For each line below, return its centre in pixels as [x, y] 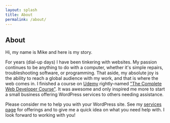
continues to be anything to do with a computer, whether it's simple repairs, [84, 68]
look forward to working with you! [40, 115]
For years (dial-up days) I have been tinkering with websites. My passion [81, 62]
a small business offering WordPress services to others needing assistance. [84, 95]
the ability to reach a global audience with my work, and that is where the [82, 78]
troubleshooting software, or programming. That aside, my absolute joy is [82, 73]
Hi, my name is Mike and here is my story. [49, 52]
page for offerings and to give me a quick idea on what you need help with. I [85, 110]
